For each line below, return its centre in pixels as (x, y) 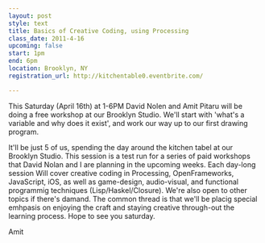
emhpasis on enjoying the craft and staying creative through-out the (122, 207)
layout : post (30, 16)
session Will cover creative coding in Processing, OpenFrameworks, (121, 173)
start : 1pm (27, 53)
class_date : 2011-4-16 (46, 38)
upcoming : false (35, 46)
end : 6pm (23, 61)
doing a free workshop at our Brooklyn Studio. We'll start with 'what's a (126, 115)
